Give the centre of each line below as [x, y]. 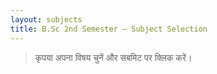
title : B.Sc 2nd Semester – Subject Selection [109, 29]
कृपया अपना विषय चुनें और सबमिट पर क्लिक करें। [113, 57]
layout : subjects [46, 19]
